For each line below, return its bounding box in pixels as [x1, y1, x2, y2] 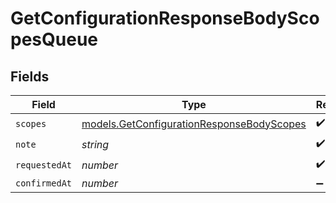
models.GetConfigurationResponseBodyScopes [81, 117, 307, 131]
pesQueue [10, 28, 98, 51]
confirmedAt [15, 178, 73, 189]
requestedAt [15, 159, 73, 171]
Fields [10, 68, 50, 85]
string [81, 137, 110, 151]
